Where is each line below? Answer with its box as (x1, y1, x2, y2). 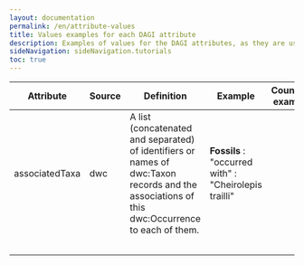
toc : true (9, 55, 47, 64)
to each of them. (129, 223, 200, 236)
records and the (129, 178, 197, 191)
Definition (143, 90, 187, 102)
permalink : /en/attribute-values (9, 22, 136, 31)
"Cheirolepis (209, 178, 262, 191)
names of (129, 156, 170, 168)
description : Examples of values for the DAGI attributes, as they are (9, 38, 285, 48)
